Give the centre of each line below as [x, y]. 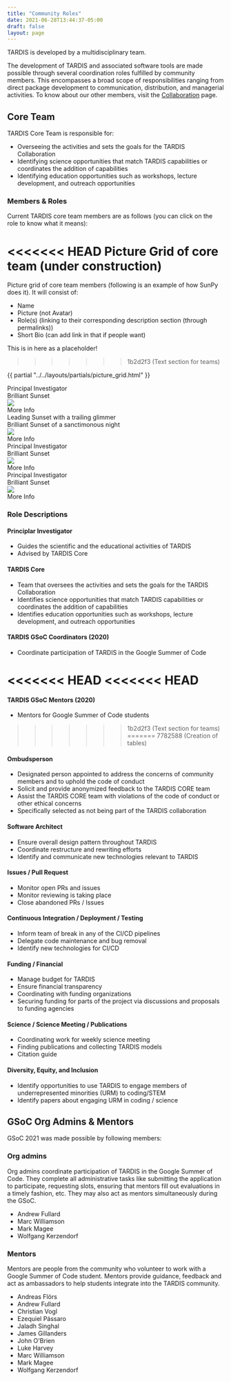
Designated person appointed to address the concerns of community [115, 774]
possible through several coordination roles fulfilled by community [101, 73]
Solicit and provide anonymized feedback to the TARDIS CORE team [113, 789]
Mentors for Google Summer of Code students [83, 715]
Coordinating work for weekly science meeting [83, 1040]
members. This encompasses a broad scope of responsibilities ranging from [115, 81]
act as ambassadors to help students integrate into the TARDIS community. [113, 1284]
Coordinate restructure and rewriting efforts [79, 849]
